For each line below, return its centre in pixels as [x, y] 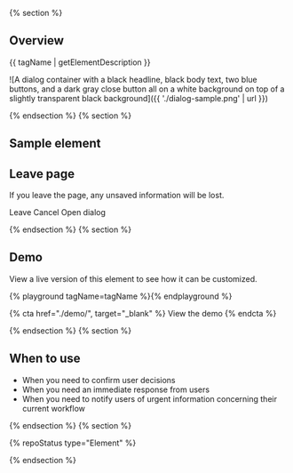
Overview [37, 40]
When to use [45, 359]
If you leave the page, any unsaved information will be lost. [117, 196]
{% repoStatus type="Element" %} [73, 443]
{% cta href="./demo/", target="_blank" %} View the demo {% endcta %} [143, 313]
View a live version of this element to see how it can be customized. [133, 278]
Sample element [55, 144]
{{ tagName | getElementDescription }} [80, 62]
